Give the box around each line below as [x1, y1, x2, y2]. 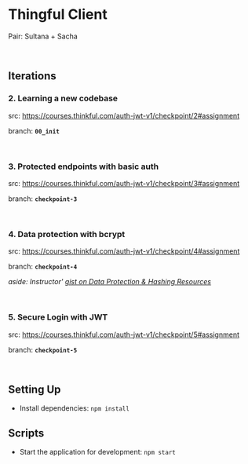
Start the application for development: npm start [19, 448, 177, 457]
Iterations [8, 69, 57, 83]
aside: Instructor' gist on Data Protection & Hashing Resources [8, 277, 212, 287]
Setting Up [8, 382, 61, 396]
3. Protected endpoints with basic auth [8, 161, 159, 172]
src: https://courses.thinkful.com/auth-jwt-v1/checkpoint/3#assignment [8, 178, 240, 188]
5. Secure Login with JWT [8, 312, 108, 323]
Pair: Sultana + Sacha [8, 31, 78, 41]
